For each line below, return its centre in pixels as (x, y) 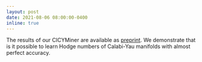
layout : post (23, 12)
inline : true (23, 23)
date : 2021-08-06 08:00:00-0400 (47, 17)
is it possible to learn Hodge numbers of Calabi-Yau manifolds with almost (98, 46)
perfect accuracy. (28, 53)
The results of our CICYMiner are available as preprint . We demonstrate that (101, 40)
